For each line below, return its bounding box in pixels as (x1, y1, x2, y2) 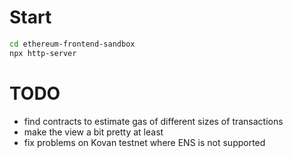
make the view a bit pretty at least (23, 126, 164, 138)
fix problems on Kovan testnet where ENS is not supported (23, 136, 266, 148)
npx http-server (9, 48, 77, 58)
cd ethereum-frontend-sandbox (9, 39, 136, 49)
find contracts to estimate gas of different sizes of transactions (23, 115, 284, 127)
